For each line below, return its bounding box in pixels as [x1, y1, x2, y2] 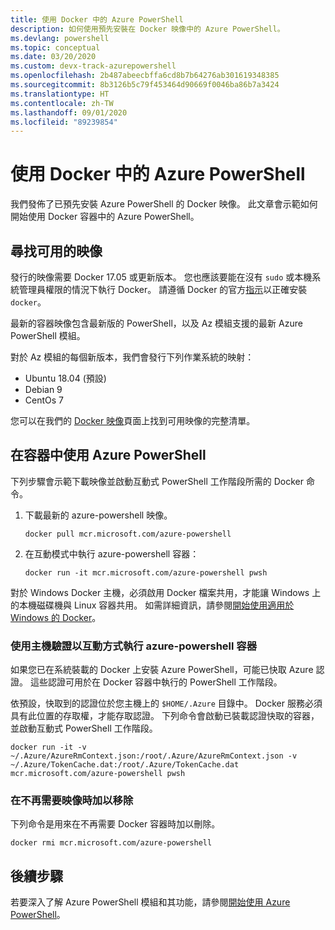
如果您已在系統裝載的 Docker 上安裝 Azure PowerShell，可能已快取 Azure [10, 664, 314, 676]
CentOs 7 [24, 394, 64, 406]
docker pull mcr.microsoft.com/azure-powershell [24, 529, 232, 539]
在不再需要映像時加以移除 [10, 794, 134, 808]
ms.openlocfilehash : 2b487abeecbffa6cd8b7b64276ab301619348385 [10, 71, 280, 81]
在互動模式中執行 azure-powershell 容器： [24, 547, 200, 560]
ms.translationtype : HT [10, 89, 110, 99]
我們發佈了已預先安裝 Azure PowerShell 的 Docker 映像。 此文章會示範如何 [10, 198, 318, 210]
